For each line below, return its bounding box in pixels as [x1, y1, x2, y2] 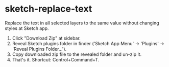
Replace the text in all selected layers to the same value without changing [5, 20, 159, 26]
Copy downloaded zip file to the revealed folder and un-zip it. [12, 51, 141, 57]
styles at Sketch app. [5, 25, 49, 31]
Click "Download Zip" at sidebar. [12, 35, 81, 41]
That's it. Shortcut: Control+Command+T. [12, 56, 100, 62]
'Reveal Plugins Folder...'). [12, 46, 67, 52]
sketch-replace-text [5, 3, 92, 15]
